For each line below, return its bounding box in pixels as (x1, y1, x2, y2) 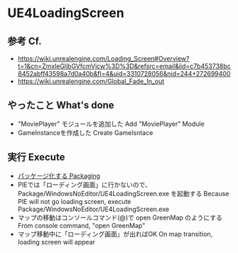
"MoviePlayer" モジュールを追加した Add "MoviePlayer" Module (17, 119, 205, 128)
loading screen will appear (17, 237, 96, 246)
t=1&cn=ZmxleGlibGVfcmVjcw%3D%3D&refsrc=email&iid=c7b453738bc (17, 62, 231, 70)
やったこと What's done (7, 99, 115, 112)
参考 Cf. (7, 35, 42, 47)
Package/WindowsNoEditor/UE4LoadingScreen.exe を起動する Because (17, 189, 229, 198)
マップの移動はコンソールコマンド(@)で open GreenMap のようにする (17, 213, 222, 222)
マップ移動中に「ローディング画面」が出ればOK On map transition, (17, 230, 213, 238)
